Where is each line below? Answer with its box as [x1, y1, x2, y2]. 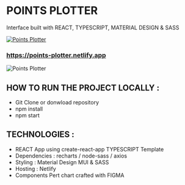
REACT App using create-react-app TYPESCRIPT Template [15, 145, 164, 153]
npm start [15, 112, 40, 119]
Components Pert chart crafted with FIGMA [15, 172, 125, 179]
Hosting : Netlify [15, 165, 56, 172]
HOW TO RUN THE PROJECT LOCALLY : [6, 82, 160, 93]
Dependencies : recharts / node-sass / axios [15, 152, 127, 159]
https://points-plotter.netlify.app [6, 51, 106, 59]
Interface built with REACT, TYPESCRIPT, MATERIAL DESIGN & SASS [6, 24, 180, 31]
